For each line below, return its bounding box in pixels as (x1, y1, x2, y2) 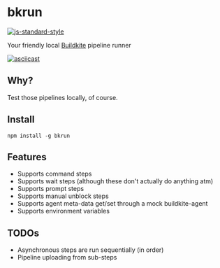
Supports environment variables (17, 207, 110, 216)
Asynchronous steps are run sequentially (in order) (17, 246, 164, 254)
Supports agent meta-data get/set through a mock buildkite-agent (17, 199, 208, 208)
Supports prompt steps (17, 185, 85, 193)
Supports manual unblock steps (17, 192, 110, 200)
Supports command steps (17, 169, 92, 178)
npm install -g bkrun (7, 132, 71, 139)
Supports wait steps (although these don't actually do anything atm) (17, 177, 214, 185)
